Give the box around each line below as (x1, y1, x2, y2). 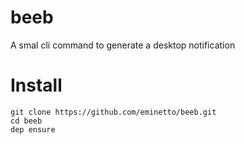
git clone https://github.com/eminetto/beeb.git (10, 107, 217, 117)
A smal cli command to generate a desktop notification (10, 39, 236, 51)
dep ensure (10, 124, 56, 135)
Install (10, 74, 63, 97)
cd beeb (10, 116, 43, 126)
